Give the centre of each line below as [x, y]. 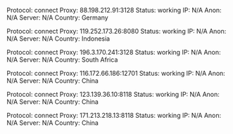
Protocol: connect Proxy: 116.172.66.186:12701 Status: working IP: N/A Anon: [116, 73]
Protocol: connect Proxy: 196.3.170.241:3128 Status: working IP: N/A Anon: [114, 52]
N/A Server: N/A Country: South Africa [62, 60]
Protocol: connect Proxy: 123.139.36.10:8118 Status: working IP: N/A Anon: [113, 94]
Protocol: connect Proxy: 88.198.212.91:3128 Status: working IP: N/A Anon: [114, 10]
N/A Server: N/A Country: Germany [57, 18]
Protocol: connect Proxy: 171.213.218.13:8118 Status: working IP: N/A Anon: [114, 115]
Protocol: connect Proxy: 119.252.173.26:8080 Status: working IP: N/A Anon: [116, 31]
